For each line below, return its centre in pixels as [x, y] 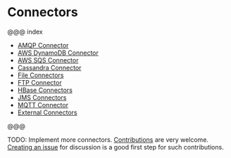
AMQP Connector [43, 45]
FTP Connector [39, 82]
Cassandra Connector [49, 67]
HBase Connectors [45, 90]
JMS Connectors [42, 97]
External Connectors [47, 112]
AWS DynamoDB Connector [58, 53]
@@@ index [25, 32]
